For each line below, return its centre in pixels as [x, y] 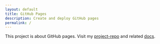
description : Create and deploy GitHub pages [52, 18]
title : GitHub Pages [26, 14]
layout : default [21, 9]
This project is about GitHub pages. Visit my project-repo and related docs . [80, 36]
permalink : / [18, 23]
